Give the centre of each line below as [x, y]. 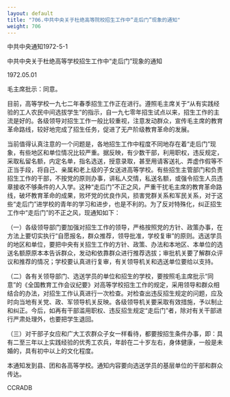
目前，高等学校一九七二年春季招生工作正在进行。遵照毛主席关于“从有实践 [111, 104]
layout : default [30, 13]
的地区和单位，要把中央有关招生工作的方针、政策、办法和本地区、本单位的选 [115, 245]
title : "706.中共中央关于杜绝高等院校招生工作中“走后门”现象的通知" [94, 20]
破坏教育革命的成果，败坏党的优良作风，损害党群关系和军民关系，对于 [118, 196]
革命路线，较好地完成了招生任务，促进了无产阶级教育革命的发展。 [100, 129]
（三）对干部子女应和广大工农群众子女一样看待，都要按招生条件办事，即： [112, 334]
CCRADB [20, 388]
